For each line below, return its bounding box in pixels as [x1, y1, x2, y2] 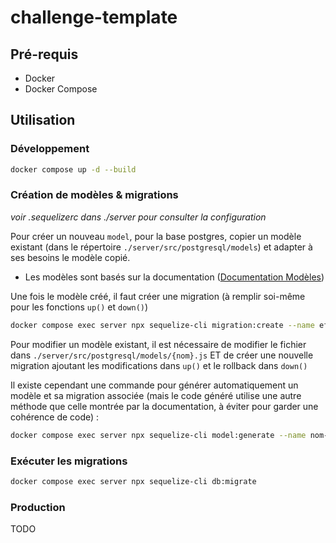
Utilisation [10, 112, 76, 129]
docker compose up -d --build [10, 164, 137, 175]
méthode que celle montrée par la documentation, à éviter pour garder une [10, 400, 319, 412]
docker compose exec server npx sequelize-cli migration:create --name [10, 320, 315, 330]
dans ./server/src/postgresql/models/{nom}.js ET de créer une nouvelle [10, 349, 314, 361]
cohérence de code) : [10, 411, 100, 423]
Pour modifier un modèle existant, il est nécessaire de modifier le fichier [10, 338, 307, 350]
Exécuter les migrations [10, 454, 128, 468]
